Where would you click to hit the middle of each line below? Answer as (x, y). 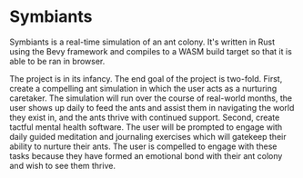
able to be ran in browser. (57, 61)
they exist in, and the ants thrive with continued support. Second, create (145, 117)
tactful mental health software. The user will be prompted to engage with (146, 127)
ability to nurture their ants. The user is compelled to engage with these (143, 146)
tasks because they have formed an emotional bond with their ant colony (146, 155)
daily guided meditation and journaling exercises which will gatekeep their (148, 136)
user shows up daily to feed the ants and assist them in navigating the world (152, 107)
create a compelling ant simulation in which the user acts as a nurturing (143, 88)
